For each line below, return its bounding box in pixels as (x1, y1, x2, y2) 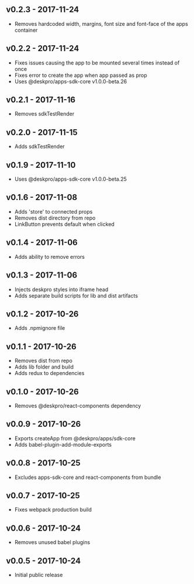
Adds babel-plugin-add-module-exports (14, 441, 112, 448)
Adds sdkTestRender (14, 143, 65, 150)
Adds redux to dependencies (14, 370, 85, 377)
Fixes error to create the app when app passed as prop (14, 72, 147, 79)
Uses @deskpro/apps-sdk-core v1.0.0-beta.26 (14, 77, 127, 85)
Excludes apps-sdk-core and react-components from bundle (14, 474, 161, 481)
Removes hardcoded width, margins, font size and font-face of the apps (14, 20, 188, 27)
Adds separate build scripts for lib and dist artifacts (14, 292, 138, 299)
